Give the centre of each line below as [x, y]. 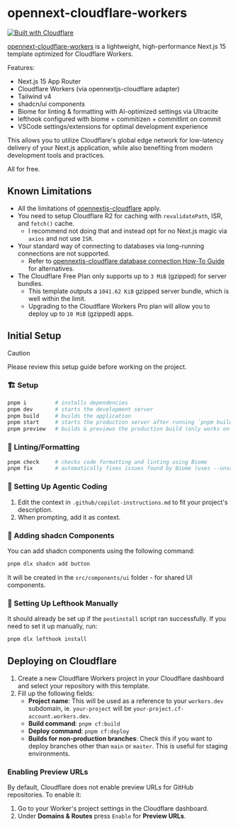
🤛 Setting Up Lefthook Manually [63, 603]
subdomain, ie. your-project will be [80, 708]
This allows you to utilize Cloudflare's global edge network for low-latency [116, 140]
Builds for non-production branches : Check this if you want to [120, 738]
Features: [21, 67]
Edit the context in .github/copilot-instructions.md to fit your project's [123, 502]
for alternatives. [51, 268]
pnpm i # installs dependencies [68, 403]
